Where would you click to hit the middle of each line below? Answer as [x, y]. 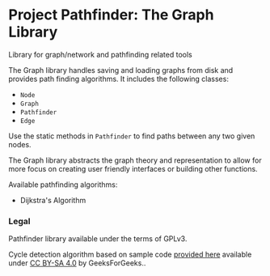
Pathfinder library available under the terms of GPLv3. [98, 239]
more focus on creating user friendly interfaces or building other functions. [133, 168]
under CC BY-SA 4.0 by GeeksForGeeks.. [77, 263]
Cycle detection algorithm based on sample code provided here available [130, 255]
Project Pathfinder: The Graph [111, 15]
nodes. [20, 144]
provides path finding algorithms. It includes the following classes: [118, 79]
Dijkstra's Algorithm [53, 200]
